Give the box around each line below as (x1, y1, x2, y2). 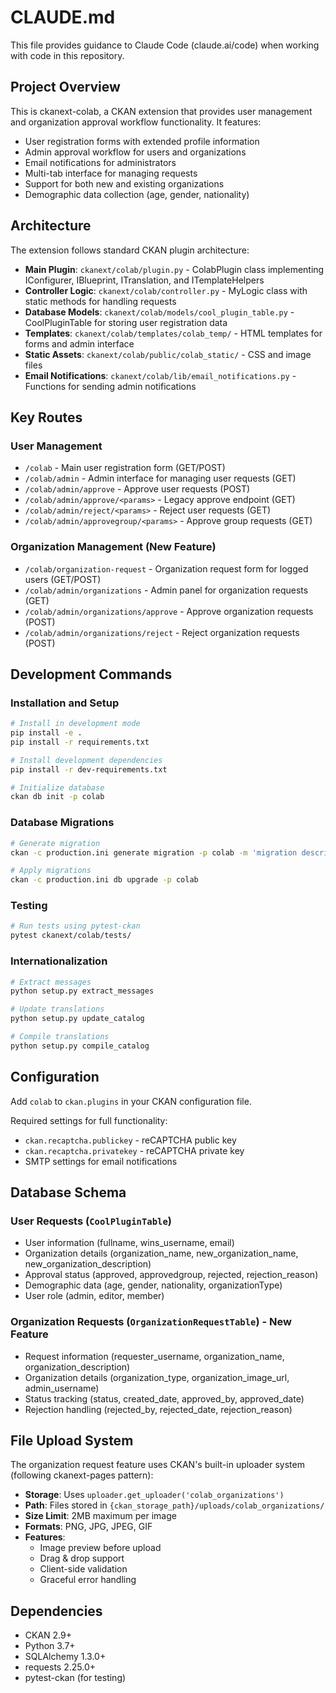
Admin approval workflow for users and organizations (24, 146, 247, 158)
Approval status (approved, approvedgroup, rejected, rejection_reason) (24, 1269, 319, 1281)
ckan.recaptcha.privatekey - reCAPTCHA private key (24, 1144, 245, 1156)
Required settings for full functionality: (10, 1114, 168, 1126)
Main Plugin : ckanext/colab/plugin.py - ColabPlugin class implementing (24, 263, 325, 275)
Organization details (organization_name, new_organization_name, (24, 1247, 299, 1260)
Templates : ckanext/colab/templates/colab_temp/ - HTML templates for (24, 327, 323, 339)
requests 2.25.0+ (24, 1661, 96, 1673)
